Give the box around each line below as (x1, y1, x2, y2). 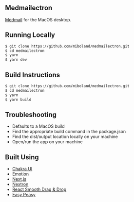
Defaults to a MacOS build (12, 123, 65, 129)
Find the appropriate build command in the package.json (12, 129, 126, 135)
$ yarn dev (5, 57, 27, 62)
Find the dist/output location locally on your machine (12, 134, 118, 140)
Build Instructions (5, 70, 60, 79)
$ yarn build (5, 97, 32, 102)
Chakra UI (12, 166, 33, 172)
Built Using (5, 153, 39, 161)
